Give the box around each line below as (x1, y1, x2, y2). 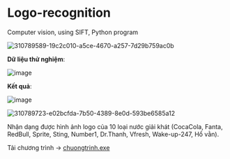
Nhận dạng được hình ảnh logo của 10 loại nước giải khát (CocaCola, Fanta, (7, 122, 223, 130)
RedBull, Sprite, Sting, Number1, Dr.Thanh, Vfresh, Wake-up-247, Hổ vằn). (7, 130, 220, 138)
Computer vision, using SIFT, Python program (7, 28, 139, 36)
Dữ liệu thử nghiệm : (7, 54, 66, 63)
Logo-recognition (7, 5, 112, 21)
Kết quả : (7, 82, 33, 90)
